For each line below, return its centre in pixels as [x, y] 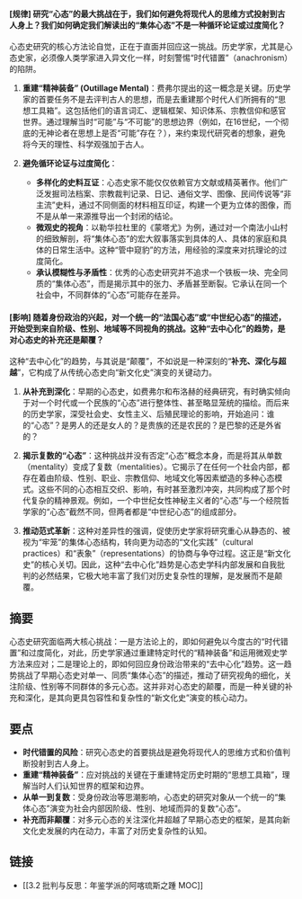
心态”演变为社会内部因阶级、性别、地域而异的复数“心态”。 [138, 808]
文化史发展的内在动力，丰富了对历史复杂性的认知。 [117, 831]
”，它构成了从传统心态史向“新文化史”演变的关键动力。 [117, 372]
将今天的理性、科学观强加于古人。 [85, 145]
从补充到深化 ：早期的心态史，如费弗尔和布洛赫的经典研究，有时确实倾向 [156, 392]
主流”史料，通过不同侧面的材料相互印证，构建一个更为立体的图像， [160, 205]
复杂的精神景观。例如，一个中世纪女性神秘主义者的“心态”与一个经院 [156, 501]
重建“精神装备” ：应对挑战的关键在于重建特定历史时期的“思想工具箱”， [152, 775]
